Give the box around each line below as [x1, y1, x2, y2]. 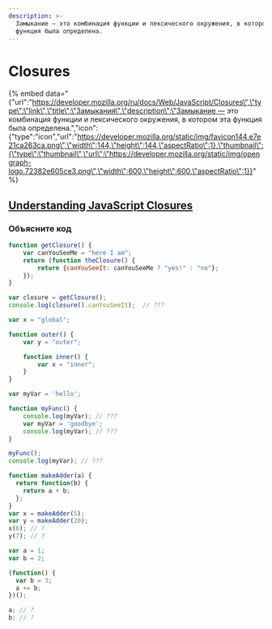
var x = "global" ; [8, 316, 70, 324]
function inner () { [23, 352, 89, 361]
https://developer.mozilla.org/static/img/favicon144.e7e [76, 131, 261, 142]
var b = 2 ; [8, 554, 45, 562]
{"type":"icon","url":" [8, 131, 78, 142]
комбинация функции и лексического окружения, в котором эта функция [8, 114, 262, 124]
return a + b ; [23, 486, 70, 495]
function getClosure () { [8, 241, 92, 249]
